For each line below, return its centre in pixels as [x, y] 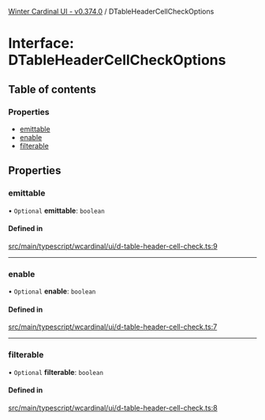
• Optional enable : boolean [52, 291]
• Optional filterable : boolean [56, 372]
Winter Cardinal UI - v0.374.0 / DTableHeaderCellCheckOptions [111, 11]
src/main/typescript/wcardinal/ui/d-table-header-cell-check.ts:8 [113, 407]
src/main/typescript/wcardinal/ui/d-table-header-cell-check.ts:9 [113, 246]
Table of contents [52, 89]
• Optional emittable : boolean [56, 210]
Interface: [41, 44]
